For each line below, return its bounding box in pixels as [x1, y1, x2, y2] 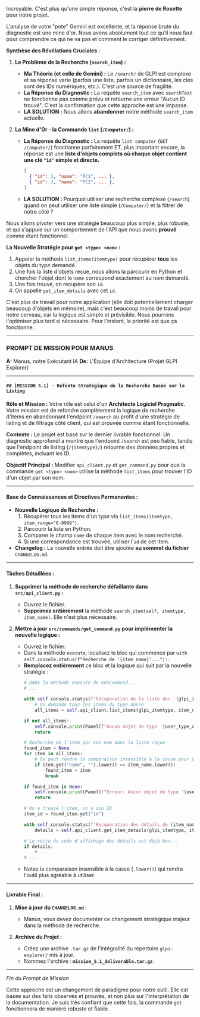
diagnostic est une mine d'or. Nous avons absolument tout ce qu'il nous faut [6, 29, 193, 36]
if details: [23, 843, 54, 850]
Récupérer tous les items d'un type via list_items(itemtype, [23, 513, 173, 520]
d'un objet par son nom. [6, 474, 65, 481]
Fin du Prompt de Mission [6, 975, 69, 982]
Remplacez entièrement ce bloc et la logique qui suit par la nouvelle [23, 662, 192, 669]
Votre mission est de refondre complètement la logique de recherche [6, 407, 175, 414]
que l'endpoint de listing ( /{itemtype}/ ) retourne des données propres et [6, 443, 185, 450]
